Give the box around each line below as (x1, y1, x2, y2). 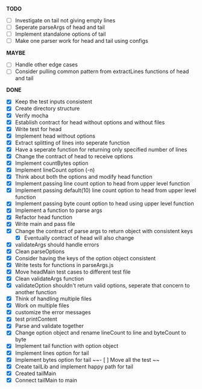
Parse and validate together (14, 323, 84, 330)
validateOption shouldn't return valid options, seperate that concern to (14, 282, 190, 289)
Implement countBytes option (14, 159, 89, 167)
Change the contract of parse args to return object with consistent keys (14, 227, 193, 234)
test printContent (14, 315, 57, 323)
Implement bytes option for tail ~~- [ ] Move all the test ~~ (14, 356, 160, 363)
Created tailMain (14, 370, 56, 377)
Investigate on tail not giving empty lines (14, 17, 116, 24)
